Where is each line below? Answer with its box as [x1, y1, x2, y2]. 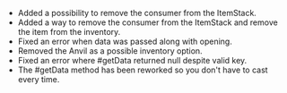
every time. [17, 74, 60, 84]
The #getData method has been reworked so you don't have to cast [17, 64, 268, 75]
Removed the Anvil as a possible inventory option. [17, 46, 204, 56]
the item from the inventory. [17, 27, 121, 37]
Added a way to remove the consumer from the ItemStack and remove [17, 17, 278, 28]
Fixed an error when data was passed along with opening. [17, 36, 233, 46]
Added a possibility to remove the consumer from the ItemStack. [17, 8, 257, 18]
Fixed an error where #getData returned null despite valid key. [17, 55, 248, 65]
